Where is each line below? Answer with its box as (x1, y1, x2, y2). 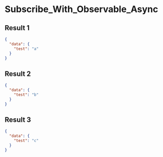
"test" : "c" (14, 138, 39, 143)
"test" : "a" (14, 46, 39, 51)
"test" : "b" (14, 92, 39, 97)
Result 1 (5, 24, 30, 32)
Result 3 (5, 115, 31, 124)
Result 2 (5, 69, 31, 78)
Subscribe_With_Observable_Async (5, 4, 158, 15)
